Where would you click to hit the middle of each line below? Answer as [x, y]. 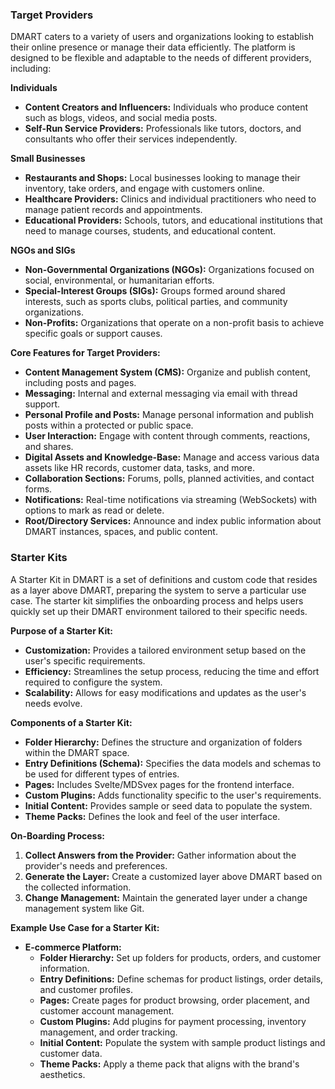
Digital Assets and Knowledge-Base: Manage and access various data [172, 457]
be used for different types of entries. [102, 774]
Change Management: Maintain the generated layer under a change [166, 897]
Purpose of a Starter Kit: [61, 630]
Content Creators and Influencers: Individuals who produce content [166, 107]
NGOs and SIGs [43, 250]
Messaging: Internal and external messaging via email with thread [161, 394]
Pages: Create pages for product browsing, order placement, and [174, 1000]
